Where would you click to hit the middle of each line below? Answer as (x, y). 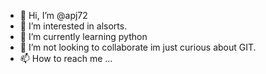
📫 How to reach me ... (66, 58)
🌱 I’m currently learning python (83, 36)
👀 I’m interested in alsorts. (73, 26)
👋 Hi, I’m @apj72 (53, 15)
